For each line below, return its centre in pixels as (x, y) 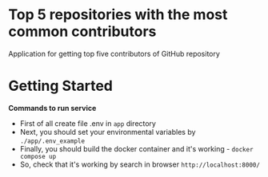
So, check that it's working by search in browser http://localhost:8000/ (140, 164)
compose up (38, 156)
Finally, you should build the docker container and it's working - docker (136, 148)
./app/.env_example (52, 141)
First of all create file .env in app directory (88, 123)
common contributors (82, 31)
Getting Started (61, 86)
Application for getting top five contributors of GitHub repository (114, 53)
